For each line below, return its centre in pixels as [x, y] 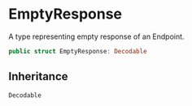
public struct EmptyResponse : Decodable [78, 51]
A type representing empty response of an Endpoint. [96, 36]
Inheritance [38, 76]
